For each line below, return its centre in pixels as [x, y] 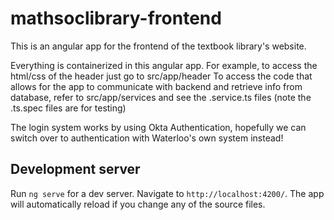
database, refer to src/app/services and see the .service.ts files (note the [161, 97]
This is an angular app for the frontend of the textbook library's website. [158, 46]
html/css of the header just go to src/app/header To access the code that [161, 76]
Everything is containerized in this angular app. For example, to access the [164, 65]
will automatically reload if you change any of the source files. [138, 204]
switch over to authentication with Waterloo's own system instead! [147, 138]
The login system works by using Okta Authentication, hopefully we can [158, 127]
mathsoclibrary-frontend [116, 18]
